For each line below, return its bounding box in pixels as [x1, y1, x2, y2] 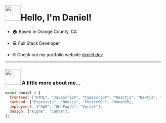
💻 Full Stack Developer [12, 40, 60, 46]
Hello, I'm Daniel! [20, 12, 92, 23]
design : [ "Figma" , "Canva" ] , [9, 109, 70, 114]
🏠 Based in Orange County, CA [12, 29, 78, 34]
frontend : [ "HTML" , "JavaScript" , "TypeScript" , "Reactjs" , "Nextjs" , [9, 95, 158, 100]
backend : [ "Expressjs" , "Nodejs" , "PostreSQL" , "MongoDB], [9, 99, 134, 104]
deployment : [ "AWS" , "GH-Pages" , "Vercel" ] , [9, 104, 103, 109]
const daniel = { [5, 91, 41, 95]
